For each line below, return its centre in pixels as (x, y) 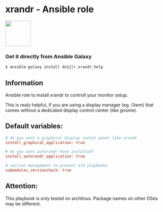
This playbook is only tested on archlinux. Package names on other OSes (82, 198)
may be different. (23, 203)
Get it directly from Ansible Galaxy (48, 56)
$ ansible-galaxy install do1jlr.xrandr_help (54, 67)
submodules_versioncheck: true (38, 170)
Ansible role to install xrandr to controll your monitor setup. (67, 95)
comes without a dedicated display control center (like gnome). (71, 110)
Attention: (22, 186)
